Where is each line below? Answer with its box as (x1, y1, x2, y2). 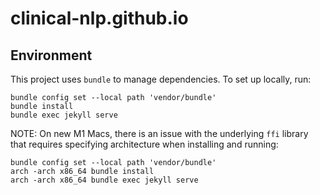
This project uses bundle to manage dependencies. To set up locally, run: (10, 73, 312, 85)
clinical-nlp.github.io (10, 7, 189, 30)
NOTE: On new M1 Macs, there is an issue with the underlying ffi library (10, 128, 309, 139)
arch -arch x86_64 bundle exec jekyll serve (10, 175, 199, 185)
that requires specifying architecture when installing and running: (10, 138, 279, 150)
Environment (10, 47, 93, 64)
